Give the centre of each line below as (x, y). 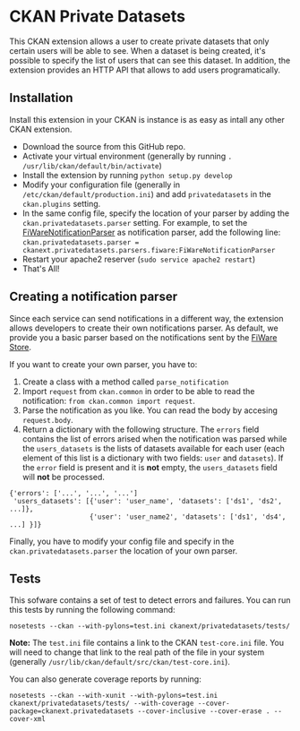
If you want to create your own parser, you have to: (103, 364)
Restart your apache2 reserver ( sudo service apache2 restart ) (139, 259)
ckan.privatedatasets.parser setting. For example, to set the (135, 222)
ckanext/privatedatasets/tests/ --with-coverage (102, 704)
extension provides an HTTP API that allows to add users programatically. (145, 70)
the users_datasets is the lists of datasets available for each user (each (153, 448)
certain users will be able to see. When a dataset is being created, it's (137, 50)
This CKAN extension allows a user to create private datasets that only (139, 41)
